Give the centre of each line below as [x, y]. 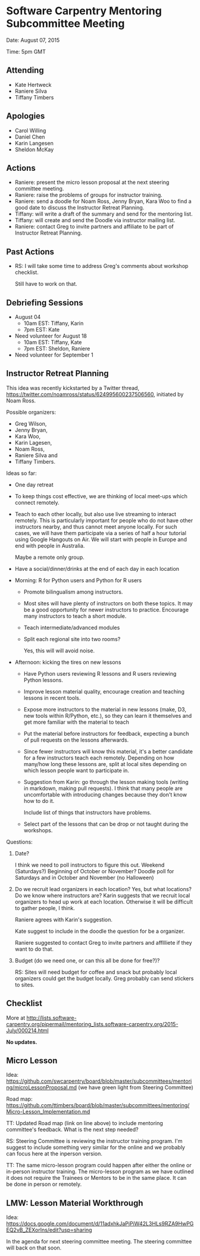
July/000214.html [27, 1030]
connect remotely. [37, 502]
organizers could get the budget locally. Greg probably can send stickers [104, 978]
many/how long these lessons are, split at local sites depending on [105, 764]
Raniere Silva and [36, 455]
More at [16, 1018]
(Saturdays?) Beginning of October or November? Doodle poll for [94, 871]
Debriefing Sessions [45, 303]
